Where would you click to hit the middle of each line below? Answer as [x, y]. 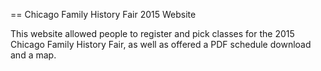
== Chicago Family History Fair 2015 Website [103, 14]
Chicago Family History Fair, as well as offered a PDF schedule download [161, 44]
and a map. [33, 55]
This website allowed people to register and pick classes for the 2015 [152, 33]
